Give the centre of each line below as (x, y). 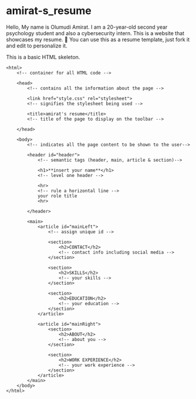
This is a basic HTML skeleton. (43, 57)
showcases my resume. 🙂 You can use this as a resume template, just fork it (98, 39)
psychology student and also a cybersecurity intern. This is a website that (95, 33)
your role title (57, 196)
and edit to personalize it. (37, 46)
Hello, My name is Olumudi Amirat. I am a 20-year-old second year (87, 27)
